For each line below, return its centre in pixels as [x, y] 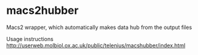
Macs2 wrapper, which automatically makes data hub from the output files [99, 27]
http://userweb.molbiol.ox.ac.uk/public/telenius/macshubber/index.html [96, 45]
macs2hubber [43, 11]
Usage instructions [30, 39]
